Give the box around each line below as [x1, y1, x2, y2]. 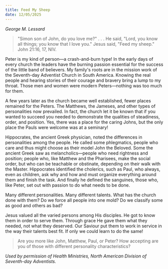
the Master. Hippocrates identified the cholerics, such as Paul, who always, [5, 166, 160, 172]
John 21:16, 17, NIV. [17, 46, 57, 52]
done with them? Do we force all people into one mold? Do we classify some [5, 197, 163, 203]
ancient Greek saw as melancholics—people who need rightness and [5, 150, 148, 156]
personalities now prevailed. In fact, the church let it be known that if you [5, 108, 156, 114]
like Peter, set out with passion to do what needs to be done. [5, 182, 130, 188]
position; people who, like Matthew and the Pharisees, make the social [5, 155, 150, 161]
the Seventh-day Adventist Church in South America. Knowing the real [5, 72, 151, 78]
